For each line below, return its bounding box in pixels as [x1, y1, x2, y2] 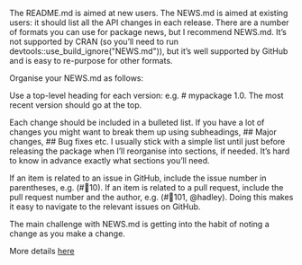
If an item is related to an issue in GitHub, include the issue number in [9, 172, 267, 183]
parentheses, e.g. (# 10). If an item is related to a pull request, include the [9, 182, 284, 192]
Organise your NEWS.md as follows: [9, 73, 144, 84]
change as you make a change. [9, 228, 126, 239]
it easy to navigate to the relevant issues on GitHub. [9, 201, 201, 212]
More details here [9, 246, 75, 256]
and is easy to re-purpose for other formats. [9, 56, 173, 66]
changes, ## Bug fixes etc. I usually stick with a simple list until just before [9, 137, 286, 146]
